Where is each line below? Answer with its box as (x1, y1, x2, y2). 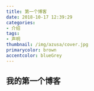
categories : (6, 19, 35, 25)
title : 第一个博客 (6, 8, 47, 15)
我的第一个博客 (6, 76, 61, 86)
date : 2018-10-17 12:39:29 (6, 14, 73, 20)
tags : (6, 31, 20, 37)
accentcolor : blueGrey (6, 53, 62, 58)
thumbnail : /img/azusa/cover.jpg (6, 42, 89, 48)
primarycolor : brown (6, 47, 57, 53)
